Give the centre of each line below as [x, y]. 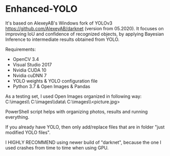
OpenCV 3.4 [26, 59]
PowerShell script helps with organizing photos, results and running [77, 112]
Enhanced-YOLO [41, 9]
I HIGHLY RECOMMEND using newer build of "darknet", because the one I [83, 142]
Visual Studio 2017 [32, 64]
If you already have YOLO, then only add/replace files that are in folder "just [85, 127]
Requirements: [20, 49]
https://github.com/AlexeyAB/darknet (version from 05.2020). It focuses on [84, 28]
